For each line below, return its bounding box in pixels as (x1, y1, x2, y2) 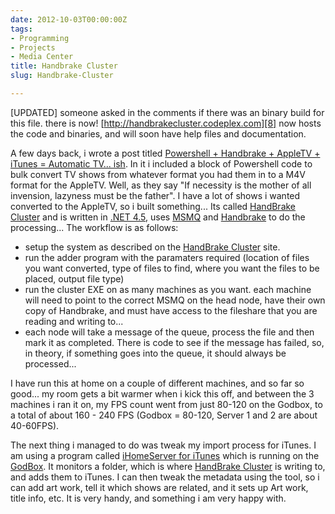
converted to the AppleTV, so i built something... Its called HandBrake (10, 200, 297, 212)
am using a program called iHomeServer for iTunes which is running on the (10, 449, 320, 461)
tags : (10, 24, 33, 34)
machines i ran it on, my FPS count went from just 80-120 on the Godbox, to (10, 398, 323, 410)
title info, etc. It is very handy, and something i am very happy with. (10, 492, 287, 504)
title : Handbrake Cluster (10, 61, 118, 71)
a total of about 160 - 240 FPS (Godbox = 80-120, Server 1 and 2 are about (10, 409, 318, 421)
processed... (24, 357, 77, 370)
